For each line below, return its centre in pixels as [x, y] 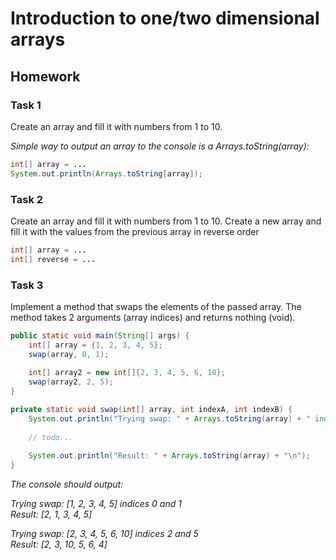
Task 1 [26, 105]
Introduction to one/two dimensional [165, 18]
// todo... [51, 437]
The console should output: [67, 484]
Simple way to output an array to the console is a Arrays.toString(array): [160, 146]
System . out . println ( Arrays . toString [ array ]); [106, 173]
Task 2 [27, 199]
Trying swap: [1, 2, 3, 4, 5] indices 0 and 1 [96, 504]
